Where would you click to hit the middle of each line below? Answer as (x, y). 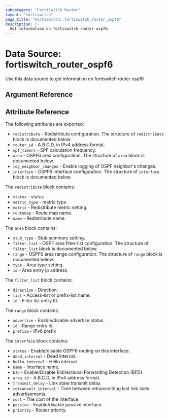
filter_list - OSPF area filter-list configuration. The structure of (80, 243)
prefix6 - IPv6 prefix (34, 331)
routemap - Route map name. (42, 213)
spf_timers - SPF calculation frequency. (54, 150)
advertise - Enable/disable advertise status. (59, 321)
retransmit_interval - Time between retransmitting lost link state (81, 389)
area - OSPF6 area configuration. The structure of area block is (78, 156)
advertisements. (29, 394)
